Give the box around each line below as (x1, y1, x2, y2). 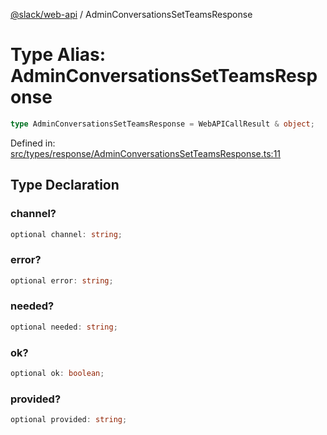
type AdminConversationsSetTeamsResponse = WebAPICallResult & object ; (10, 119, 315, 129)
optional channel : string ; (10, 229, 123, 239)
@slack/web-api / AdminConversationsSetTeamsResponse (10, 9, 253, 20)
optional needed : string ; (10, 322, 118, 332)
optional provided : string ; (10, 415, 128, 425)
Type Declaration (10, 177, 120, 194)
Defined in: (10, 137, 56, 149)
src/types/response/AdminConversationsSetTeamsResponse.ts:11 (10, 147, 282, 159)
